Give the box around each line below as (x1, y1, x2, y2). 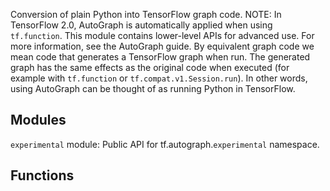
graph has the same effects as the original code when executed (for (10, 62, 290, 73)
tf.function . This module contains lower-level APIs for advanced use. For (10, 30, 315, 41)
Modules (10, 112, 67, 129)
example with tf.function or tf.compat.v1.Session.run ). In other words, (10, 72, 308, 84)
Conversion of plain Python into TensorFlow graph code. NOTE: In (10, 9, 282, 20)
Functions (10, 167, 75, 184)
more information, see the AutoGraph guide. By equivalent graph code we (10, 40, 315, 52)
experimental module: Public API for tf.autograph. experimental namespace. (10, 138, 320, 150)
